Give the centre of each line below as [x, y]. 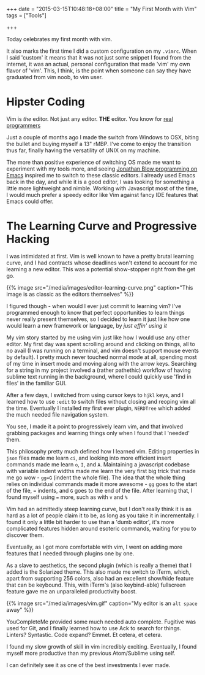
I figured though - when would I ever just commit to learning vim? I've [94, 306]
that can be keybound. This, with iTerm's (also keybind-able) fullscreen [96, 585]
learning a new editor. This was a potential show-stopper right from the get [101, 269]
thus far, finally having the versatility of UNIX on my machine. [84, 150]
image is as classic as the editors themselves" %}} [70, 294]
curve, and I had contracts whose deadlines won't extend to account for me [102, 263]
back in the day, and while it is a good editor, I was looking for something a [100, 182]
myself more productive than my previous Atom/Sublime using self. [91, 653]
